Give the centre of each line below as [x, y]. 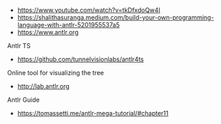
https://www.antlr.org [48, 32]
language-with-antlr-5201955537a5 [68, 25]
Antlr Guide [23, 100]
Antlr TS [19, 46]
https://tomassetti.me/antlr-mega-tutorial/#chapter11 [93, 113]
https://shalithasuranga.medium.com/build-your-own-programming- [115, 17]
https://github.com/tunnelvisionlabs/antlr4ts [81, 59]
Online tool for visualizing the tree [56, 73]
